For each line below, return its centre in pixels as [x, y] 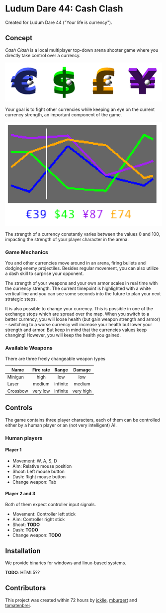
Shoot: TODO [26, 525]
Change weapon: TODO [37, 535]
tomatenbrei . [18, 605]
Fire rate [41, 370]
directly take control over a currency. [43, 55]
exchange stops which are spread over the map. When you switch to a [77, 314]
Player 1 [13, 450]
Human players [24, 438]
